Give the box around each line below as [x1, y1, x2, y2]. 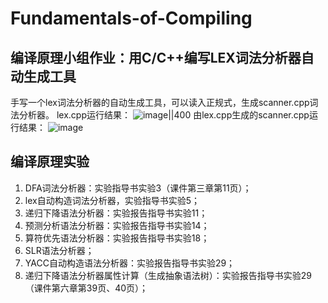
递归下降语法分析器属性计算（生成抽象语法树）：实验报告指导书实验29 [24, 269, 313, 281]
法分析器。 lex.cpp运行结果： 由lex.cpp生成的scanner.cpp [10, 109, 310, 121]
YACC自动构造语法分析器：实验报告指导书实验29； [24, 257, 236, 269]
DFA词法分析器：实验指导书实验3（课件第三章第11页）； [24, 182, 252, 194]
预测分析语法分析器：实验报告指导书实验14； [24, 219, 210, 231]
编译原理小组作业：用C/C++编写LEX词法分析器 [10, 49, 302, 66]
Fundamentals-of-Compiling [10, 7, 253, 30]
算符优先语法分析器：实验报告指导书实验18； [24, 232, 210, 244]
